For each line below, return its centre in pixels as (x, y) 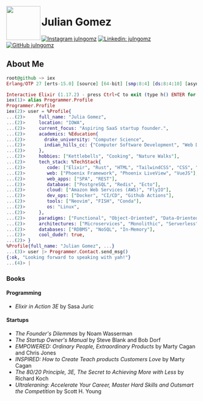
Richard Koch (32, 378)
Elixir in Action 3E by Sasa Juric (54, 306)
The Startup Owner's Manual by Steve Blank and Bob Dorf (88, 340)
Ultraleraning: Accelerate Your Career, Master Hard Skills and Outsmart (104, 385)
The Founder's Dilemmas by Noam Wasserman (74, 333)
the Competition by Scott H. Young (58, 391)
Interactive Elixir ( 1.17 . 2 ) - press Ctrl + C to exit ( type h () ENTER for (101, 95)
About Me (25, 64)
